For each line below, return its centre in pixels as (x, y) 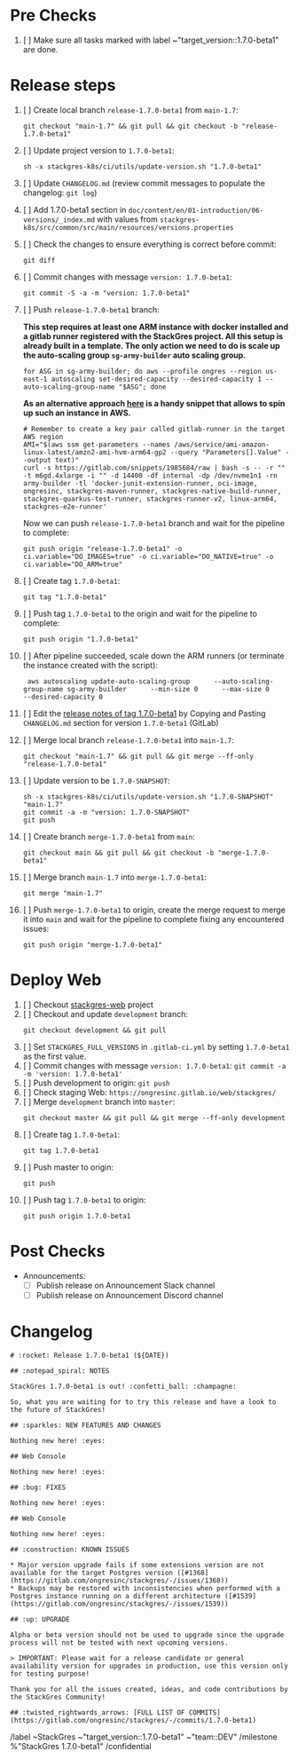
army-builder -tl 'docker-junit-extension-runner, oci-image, (140, 483)
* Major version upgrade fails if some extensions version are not (137, 1565)
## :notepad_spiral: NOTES (60, 1371)
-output (37, 460)
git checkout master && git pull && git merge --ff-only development (154, 1118)
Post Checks (58, 1251)
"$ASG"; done (142, 387)
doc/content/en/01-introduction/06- (196, 210)
